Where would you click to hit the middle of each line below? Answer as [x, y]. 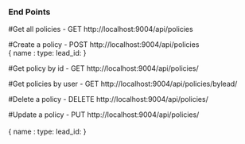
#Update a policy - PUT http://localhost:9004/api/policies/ [104, 115]
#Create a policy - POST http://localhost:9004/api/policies [104, 45]
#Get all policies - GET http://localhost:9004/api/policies [101, 29]
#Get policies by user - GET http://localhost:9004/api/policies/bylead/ [123, 84]
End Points [29, 12]
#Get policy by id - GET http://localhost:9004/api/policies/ [103, 68]
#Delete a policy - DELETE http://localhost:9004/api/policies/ [108, 99]
